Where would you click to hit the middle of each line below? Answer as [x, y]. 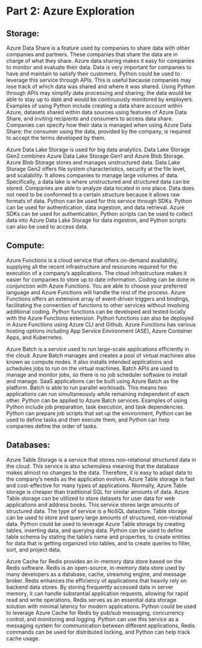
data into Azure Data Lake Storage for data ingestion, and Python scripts [96, 220]
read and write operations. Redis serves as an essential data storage [91, 600]
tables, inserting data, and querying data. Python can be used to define [95, 530]
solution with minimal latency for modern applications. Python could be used [101, 606]
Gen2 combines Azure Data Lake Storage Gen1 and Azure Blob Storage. [96, 156]
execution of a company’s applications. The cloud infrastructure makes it [96, 273]
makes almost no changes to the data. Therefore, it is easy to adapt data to [99, 472]
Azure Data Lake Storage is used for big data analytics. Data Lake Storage [98, 150]
